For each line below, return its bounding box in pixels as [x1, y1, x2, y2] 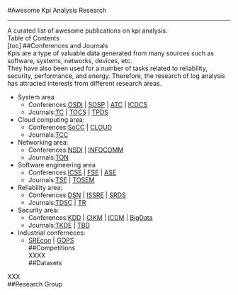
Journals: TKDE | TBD [28, 221, 91, 229]
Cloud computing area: [17, 116, 85, 123]
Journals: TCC [28, 130, 69, 139]
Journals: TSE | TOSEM [28, 176, 95, 184]
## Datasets [28, 259, 62, 267]
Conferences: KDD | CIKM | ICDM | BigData [28, 213, 154, 222]
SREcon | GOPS [28, 236, 74, 244]
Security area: [17, 206, 59, 214]
